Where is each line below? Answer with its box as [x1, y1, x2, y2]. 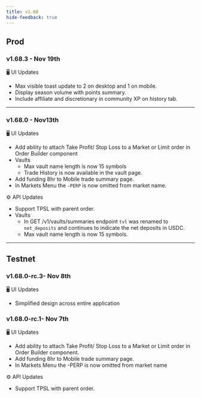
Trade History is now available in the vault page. [23, 169, 142, 176]
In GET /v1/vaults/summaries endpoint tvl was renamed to [23, 218, 169, 225]
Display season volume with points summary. [14, 89, 127, 96]
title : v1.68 [6, 8, 39, 15]
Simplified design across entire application [14, 300, 120, 307]
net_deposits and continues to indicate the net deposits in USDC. [23, 225, 185, 232]
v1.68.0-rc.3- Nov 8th [6, 271, 71, 280]
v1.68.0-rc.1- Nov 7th [6, 315, 69, 323]
